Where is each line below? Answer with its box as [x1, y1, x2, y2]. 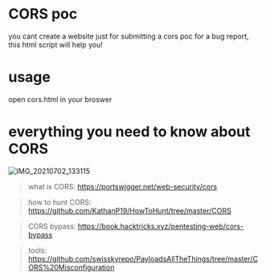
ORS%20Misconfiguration [27, 262, 115, 272]
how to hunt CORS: [27, 197, 92, 207]
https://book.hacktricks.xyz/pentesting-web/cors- [77, 221, 244, 231]
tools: [27, 246, 47, 255]
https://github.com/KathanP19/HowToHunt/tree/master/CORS [27, 205, 231, 215]
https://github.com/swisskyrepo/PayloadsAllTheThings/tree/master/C [27, 254, 259, 263]
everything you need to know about [8, 123, 251, 141]
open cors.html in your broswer [8, 94, 113, 104]
